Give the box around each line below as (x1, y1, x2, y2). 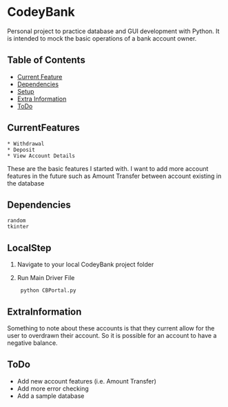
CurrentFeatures (7, 122, 81, 134)
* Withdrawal (7, 140, 45, 147)
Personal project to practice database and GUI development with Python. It (7, 27, 220, 35)
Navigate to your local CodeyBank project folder (17, 260, 154, 269)
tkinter (7, 224, 30, 230)
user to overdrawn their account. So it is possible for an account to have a (7, 332, 217, 339)
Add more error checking (17, 384, 89, 393)
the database (7, 179, 45, 187)
